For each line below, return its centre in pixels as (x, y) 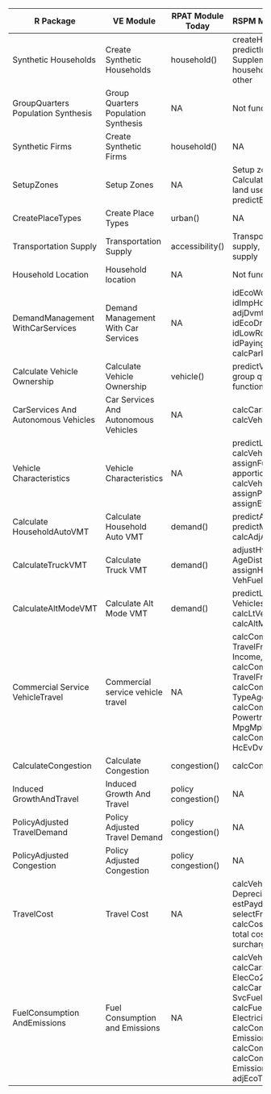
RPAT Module (198, 16)
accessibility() (198, 246)
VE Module (134, 21)
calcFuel (248, 1008)
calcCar (247, 988)
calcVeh (248, 884)
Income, (248, 657)
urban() (185, 218)
